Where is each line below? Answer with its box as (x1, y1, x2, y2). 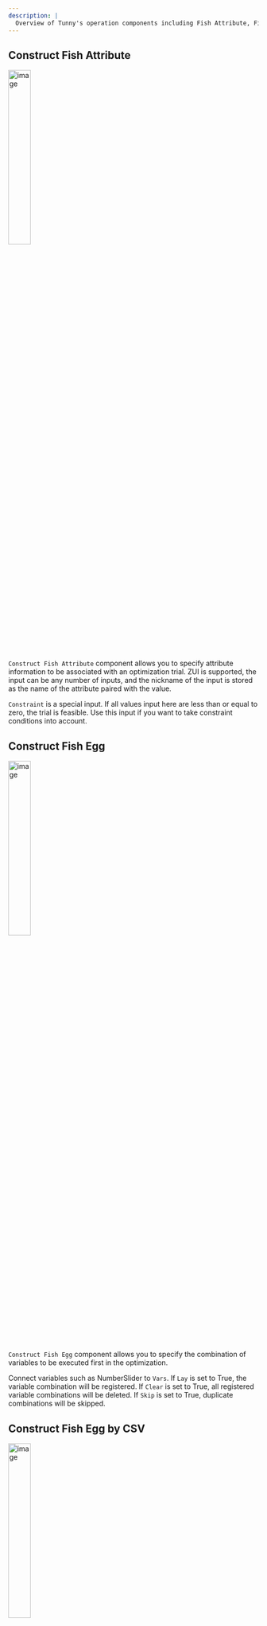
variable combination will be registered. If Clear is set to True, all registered (8, 1382, 254, 1391)
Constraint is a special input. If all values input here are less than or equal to (8, 700, 258, 709)
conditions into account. (8, 716, 87, 726)
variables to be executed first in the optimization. (8, 1358, 168, 1367)
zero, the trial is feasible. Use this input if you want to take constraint (8, 708, 233, 717)
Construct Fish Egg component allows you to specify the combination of (8, 1350, 246, 1359)
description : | (8, 11, 59, 20)
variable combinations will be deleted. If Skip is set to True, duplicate (8, 1390, 234, 1400)
